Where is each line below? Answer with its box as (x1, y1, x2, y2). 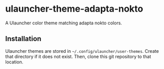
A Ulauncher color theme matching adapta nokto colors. (5, 20, 122, 26)
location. (5, 59, 24, 65)
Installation (5, 34, 42, 43)
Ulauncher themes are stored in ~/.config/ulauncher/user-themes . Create (5, 48, 159, 54)
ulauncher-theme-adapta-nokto (5, 3, 143, 15)
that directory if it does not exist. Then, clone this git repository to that (5, 53, 151, 59)
